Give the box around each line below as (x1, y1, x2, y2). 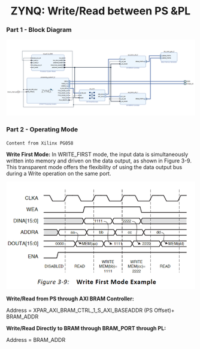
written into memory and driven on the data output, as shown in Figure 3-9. (6, 157, 192, 164)
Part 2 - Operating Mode (6, 125, 78, 134)
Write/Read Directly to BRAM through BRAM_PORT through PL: (6, 325, 166, 332)
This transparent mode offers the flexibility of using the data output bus (6, 163, 183, 170)
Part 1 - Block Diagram (6, 26, 72, 34)
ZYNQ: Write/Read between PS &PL (10, 4, 191, 18)
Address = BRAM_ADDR (6, 336, 66, 344)
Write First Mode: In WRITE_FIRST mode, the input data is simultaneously (6, 151, 189, 158)
